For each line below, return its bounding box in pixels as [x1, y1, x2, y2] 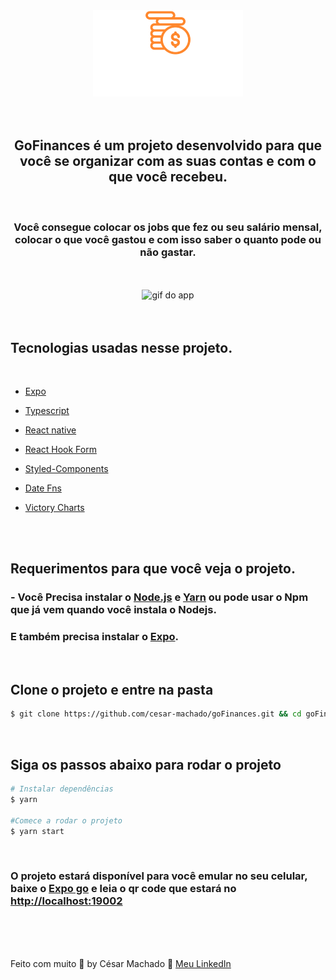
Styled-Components [24, 462, 109, 474]
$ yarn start [10, 826, 65, 836]
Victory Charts [24, 501, 85, 513]
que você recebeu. [108, 169, 228, 186]
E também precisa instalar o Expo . [10, 630, 180, 644]
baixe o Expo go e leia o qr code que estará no [10, 882, 237, 896]
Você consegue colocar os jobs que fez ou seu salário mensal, [13, 220, 323, 234]
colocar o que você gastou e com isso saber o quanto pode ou [14, 232, 322, 246]
